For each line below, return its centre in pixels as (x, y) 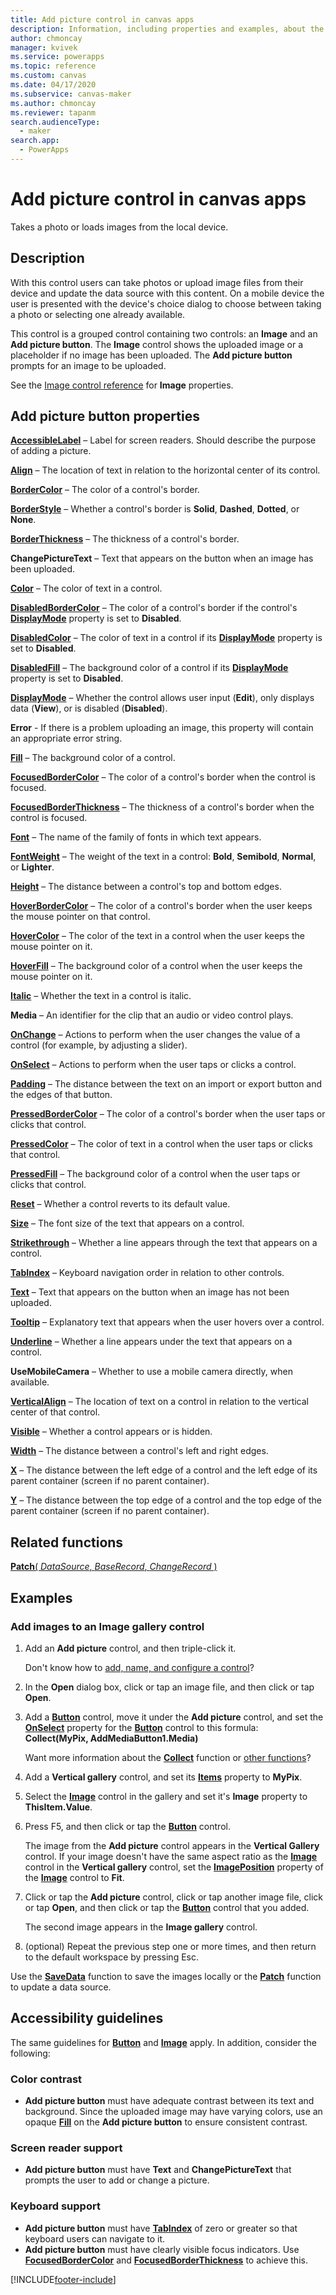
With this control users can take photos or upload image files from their (157, 282)
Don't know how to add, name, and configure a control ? (139, 1667)
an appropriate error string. (66, 738)
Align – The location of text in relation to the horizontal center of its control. (165, 470)
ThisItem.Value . (58, 1807)
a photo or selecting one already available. (98, 314)
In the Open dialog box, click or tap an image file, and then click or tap (169, 1687)
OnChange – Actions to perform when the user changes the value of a (155, 1035)
